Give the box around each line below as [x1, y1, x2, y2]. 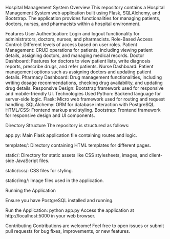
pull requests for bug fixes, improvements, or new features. [5, 228, 131, 234]
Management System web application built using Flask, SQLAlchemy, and [5, 10, 160, 16]
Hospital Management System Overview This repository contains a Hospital [5, 5, 165, 10]
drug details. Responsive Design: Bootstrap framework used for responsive [5, 85, 164, 91]
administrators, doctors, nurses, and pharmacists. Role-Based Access [5, 36, 153, 42]
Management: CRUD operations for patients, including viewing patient [5, 47, 153, 53]
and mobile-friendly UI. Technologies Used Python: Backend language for [5, 91, 161, 96]
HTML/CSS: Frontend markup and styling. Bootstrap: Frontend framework [5, 107, 161, 113]
